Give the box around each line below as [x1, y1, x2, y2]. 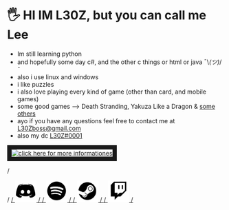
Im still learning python [17, 50, 83, 58]
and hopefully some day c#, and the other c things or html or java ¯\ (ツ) [17, 58, 220, 66]
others [17, 109, 36, 118]
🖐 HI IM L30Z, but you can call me [7, 8, 207, 23]
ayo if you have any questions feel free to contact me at [17, 116, 175, 125]
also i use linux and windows [17, 72, 99, 81]
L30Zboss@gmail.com [17, 124, 81, 132]
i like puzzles [17, 80, 54, 88]
